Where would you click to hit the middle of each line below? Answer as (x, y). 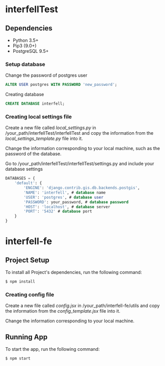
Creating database (25, 95)
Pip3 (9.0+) (24, 46)
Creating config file (30, 294)
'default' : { (28, 183)
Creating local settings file (39, 116)
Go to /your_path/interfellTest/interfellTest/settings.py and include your (80, 164)
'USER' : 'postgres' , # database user (63, 197)
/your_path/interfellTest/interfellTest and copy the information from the (79, 133)
